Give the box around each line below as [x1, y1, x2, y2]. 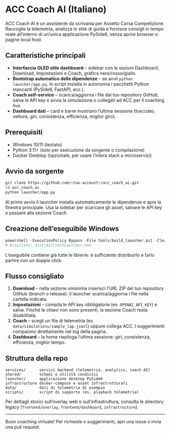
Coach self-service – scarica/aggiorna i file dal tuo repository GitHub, [12, 91, 159, 97]
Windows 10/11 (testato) [12, 141, 62, 148]
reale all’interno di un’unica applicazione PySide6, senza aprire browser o [5, 31, 158, 37]
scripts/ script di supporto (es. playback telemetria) [5, 390, 139, 395]
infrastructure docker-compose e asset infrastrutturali [5, 381, 128, 386]
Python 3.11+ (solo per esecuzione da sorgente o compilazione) [12, 147, 145, 153]
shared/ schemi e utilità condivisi [5, 372, 99, 377]
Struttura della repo [5, 354, 68, 362]
